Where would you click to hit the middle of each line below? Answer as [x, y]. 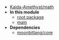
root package [30, 17]
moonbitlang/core [35, 33]
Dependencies [25, 27]
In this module [24, 12]
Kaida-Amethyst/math [32, 7]
